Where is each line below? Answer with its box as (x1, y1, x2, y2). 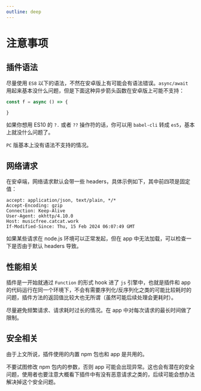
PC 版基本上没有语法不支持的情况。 (6, 142, 92, 149)
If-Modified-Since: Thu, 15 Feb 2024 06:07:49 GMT (6, 223, 135, 230)
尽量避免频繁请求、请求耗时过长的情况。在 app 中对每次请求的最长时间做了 (6, 307, 191, 314)
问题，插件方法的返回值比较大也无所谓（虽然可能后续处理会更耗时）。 (6, 294, 176, 301)
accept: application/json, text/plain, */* (6, 198, 117, 204)
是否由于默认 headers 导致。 (11, 243, 82, 250)
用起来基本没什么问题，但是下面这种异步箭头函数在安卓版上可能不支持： (6, 86, 184, 94)
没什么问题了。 (16, 129, 54, 136)
